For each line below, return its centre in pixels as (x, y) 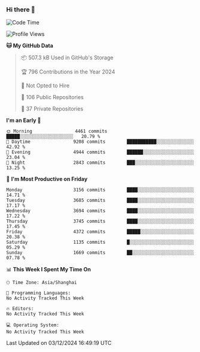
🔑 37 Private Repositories (52, 109)
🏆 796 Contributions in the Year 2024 (68, 72)
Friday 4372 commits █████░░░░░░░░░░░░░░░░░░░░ (100, 232)
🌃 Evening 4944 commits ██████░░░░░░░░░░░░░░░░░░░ (100, 152)
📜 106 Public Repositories (52, 97)
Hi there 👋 (21, 10)
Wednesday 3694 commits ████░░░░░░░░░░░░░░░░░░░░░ (100, 211)
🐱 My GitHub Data (30, 46)
